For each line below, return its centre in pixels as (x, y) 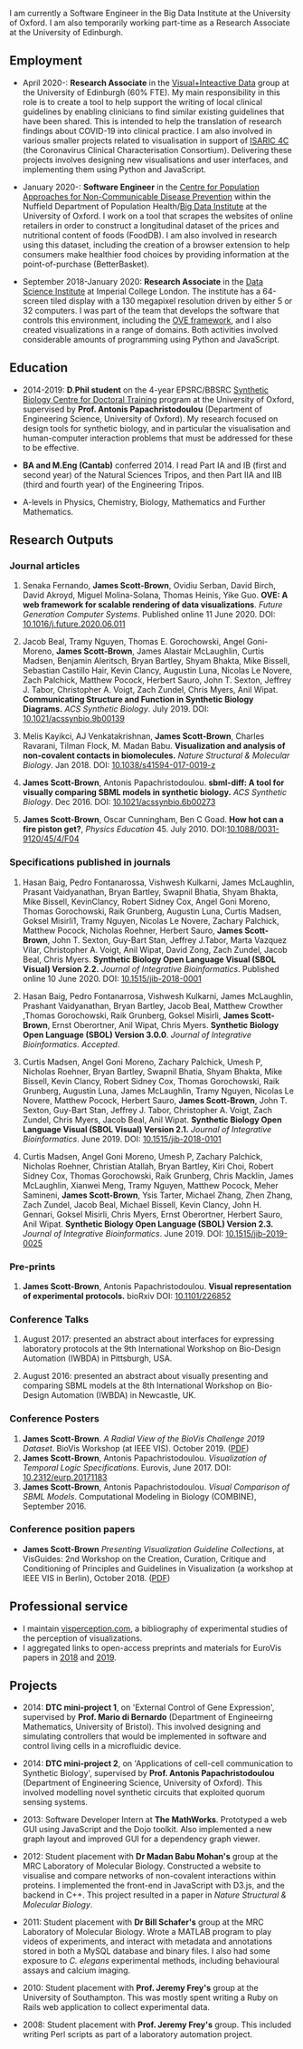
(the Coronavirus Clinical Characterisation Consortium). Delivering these (157, 150)
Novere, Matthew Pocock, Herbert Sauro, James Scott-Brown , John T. (155, 1100)
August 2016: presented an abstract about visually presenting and (145, 1376)
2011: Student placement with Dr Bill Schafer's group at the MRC (143, 1922)
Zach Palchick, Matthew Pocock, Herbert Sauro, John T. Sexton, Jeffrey (157, 680)
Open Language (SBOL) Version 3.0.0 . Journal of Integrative (137, 1034)
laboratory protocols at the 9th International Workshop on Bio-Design (151, 1349)
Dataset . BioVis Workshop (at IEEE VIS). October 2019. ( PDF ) (136, 1448)
